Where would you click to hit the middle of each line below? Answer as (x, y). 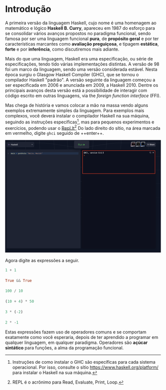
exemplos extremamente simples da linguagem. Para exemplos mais (75, 111)
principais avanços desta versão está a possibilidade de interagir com (76, 90)
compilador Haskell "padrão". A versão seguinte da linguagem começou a (80, 80)
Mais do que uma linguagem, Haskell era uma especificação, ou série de (79, 58)
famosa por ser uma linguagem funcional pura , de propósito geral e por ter (82, 39)
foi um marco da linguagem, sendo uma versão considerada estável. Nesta (81, 69)
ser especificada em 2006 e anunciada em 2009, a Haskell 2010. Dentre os (82, 85)
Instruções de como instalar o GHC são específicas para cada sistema (84, 362)
